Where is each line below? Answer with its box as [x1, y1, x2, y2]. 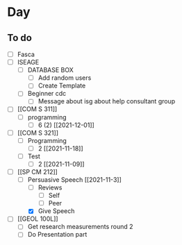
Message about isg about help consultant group [38, 97, 176, 105]
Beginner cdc [27, 90, 67, 98]
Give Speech [38, 207, 75, 215]
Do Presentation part [27, 230, 88, 239]
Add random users [38, 74, 92, 82]
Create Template [38, 81, 86, 90]
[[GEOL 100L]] [17, 214, 58, 223]
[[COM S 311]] [17, 105, 58, 113]
